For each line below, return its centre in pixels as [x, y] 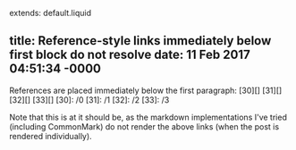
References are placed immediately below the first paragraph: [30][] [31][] [146, 90]
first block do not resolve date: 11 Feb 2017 [130, 55]
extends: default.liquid [51, 13]
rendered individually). [51, 136]
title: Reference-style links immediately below [140, 41]
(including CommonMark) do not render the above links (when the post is [144, 126]
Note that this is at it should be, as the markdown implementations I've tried [148, 117]
